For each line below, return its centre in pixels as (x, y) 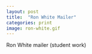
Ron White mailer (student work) (46, 45)
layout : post (23, 12)
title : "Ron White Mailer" (41, 17)
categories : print (29, 23)
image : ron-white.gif (33, 28)
